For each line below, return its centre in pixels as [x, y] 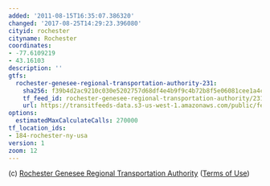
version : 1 [27, 143]
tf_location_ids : [37, 128]
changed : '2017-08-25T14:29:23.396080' [75, 23]
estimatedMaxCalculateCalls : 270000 [77, 121]
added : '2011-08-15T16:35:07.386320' [72, 16]
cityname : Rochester [43, 38]
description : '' [35, 68]
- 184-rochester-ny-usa [48, 135]
